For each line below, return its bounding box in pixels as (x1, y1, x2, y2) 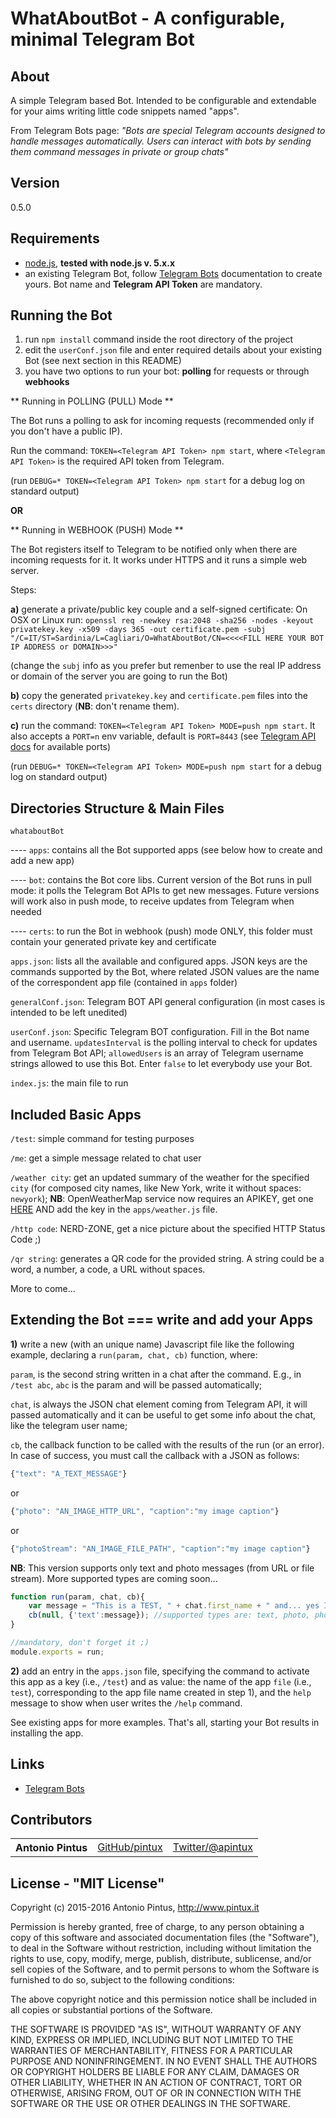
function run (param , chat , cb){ (10, 1592, 145, 1602)
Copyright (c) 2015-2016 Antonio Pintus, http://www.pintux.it (10, 1902, 260, 1914)
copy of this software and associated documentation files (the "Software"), (10, 1932, 320, 1944)
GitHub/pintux (97, 1840, 163, 1854)
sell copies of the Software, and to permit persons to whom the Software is (10, 1963, 320, 1976)
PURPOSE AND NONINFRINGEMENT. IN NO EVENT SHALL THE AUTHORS (10, 2055, 318, 2067)
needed (10, 906, 42, 918)
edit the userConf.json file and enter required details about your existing (24, 344, 323, 356)
